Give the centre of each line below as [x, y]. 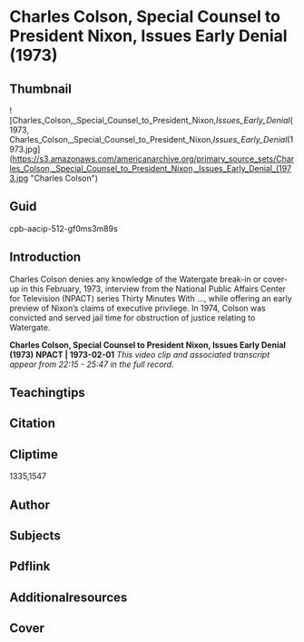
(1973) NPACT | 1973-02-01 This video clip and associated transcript [140, 354]
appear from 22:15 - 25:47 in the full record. [92, 364]
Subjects [35, 536]
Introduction [45, 257]
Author [29, 504]
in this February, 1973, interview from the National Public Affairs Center [154, 289]
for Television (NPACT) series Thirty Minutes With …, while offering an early [151, 298]
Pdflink [30, 566]
